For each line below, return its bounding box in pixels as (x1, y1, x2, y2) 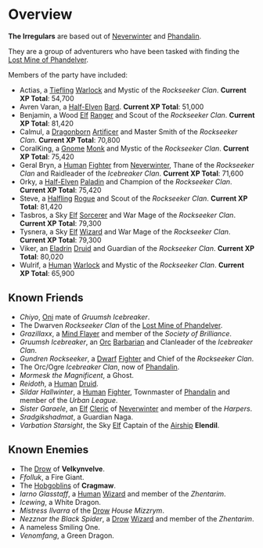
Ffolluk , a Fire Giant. (19, 472, 85, 481)
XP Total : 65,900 (19, 268, 75, 278)
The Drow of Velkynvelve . (19, 464, 106, 474)
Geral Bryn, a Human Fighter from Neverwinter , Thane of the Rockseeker (19, 160, 254, 169)
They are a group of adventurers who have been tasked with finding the (8, 46, 240, 56)
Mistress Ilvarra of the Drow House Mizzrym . (19, 506, 164, 515)
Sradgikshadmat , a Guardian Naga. (19, 412, 134, 421)
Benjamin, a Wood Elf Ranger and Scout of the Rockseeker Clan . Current (19, 110, 255, 119)
